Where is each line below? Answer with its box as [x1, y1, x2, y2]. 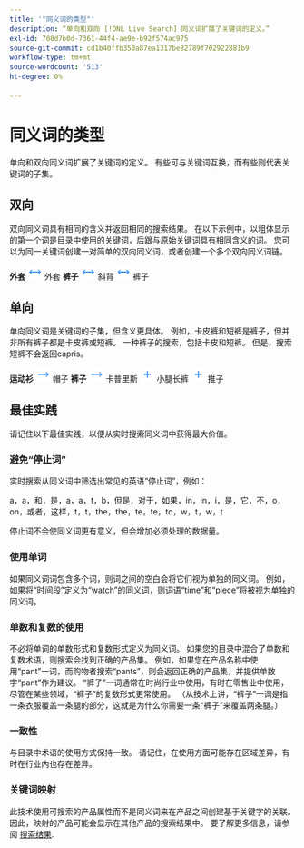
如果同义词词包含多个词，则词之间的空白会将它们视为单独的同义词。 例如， [9, 573, 290, 584]
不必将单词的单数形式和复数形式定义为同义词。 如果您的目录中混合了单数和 [9, 643, 290, 654]
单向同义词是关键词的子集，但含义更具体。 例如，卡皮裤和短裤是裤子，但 [9, 325, 282, 336]
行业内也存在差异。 [25, 759, 97, 770]
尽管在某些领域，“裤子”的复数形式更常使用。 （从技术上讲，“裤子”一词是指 [9, 689, 289, 700]
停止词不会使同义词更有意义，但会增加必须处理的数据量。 [9, 525, 224, 536]
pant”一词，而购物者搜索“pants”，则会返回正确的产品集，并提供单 [21, 666, 268, 677]
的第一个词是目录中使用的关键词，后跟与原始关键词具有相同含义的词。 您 [9, 234, 282, 245]
